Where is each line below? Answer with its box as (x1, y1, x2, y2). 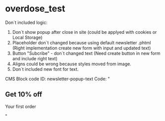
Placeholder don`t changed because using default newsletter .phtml (12, 39, 151, 45)
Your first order (5, 103, 36, 110)
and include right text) (12, 55, 58, 61)
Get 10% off (5, 90, 43, 99)
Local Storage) (12, 34, 43, 40)
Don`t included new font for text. (12, 66, 79, 72)
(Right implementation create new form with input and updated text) (12, 45, 151, 51)
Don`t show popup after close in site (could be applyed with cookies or (12, 29, 157, 35)
